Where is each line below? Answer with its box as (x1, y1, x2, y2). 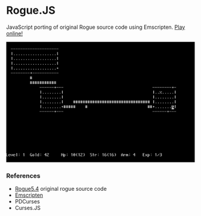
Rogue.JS (6, 4, 56, 17)
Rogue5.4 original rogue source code (14, 185, 107, 193)
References (6, 172, 41, 180)
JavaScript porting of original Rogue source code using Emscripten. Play (6, 23, 185, 31)
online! (6, 29, 23, 37)
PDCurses (14, 198, 40, 205)
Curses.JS (14, 205, 41, 212)
